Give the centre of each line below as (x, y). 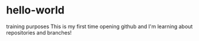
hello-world (36, 10)
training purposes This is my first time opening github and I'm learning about (99, 26)
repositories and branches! (39, 32)
